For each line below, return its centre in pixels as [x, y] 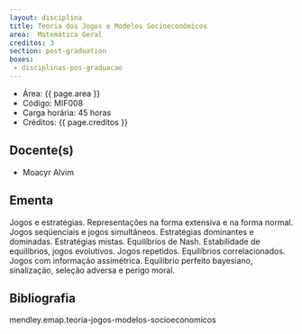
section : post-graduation [58, 51]
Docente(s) [41, 151]
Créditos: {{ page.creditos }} [75, 122]
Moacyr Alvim [48, 172]
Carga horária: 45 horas [67, 113]
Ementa [32, 200]
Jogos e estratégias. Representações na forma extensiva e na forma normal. [151, 222]
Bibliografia [43, 298]
